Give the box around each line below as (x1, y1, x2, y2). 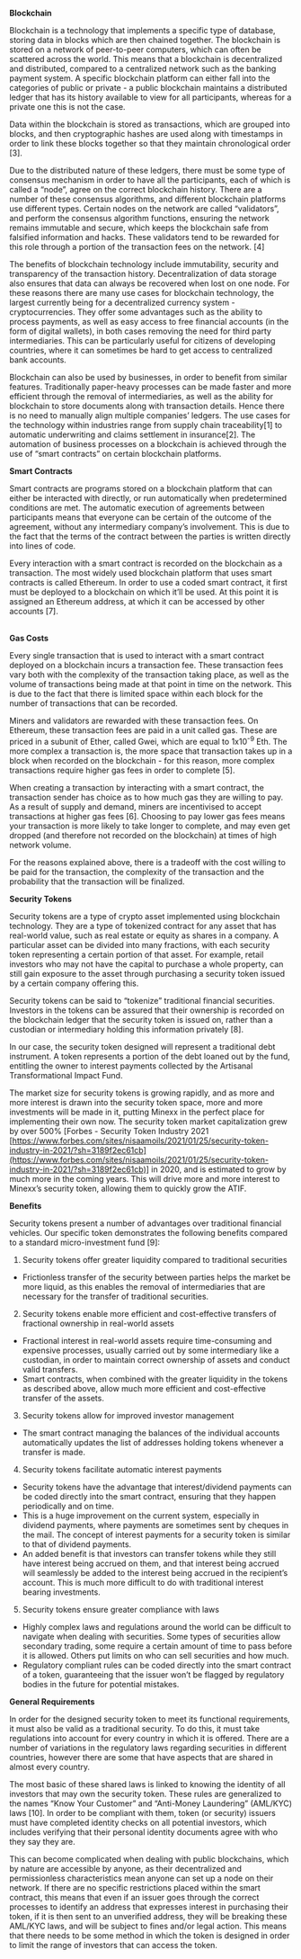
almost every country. (9, 1761, 91, 1772)
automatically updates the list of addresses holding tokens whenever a (22, 1436, 285, 1447)
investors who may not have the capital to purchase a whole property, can (9, 958, 284, 970)
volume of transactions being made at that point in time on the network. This (9, 679, 292, 689)
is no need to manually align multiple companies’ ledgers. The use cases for (9, 410, 291, 421)
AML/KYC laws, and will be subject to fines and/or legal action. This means (9, 1920, 288, 1931)
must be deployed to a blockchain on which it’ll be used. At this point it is (9, 586, 279, 597)
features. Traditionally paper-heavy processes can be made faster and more (9, 381, 292, 392)
